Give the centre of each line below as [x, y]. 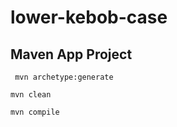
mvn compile [35, 112]
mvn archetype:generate [64, 77]
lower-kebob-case [89, 17]
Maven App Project [71, 54]
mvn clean [31, 95]
